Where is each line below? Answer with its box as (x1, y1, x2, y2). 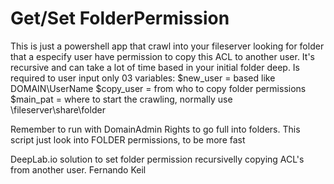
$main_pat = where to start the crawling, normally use (10, 93, 233, 105)
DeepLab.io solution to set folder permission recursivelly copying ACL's (10, 153, 305, 165)
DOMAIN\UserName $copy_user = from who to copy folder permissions (10, 82, 307, 94)
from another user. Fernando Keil (10, 163, 147, 176)
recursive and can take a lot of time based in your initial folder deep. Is (10, 61, 301, 73)
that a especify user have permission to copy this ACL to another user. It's (10, 50, 315, 62)
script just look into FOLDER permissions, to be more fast (10, 133, 246, 146)
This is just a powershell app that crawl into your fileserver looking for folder (10, 40, 325, 52)
